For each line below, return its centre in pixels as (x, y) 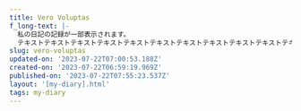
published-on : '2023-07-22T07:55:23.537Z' (90, 76)
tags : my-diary (38, 92)
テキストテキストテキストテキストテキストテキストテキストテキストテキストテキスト (150, 43)
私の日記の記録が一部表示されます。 (74, 34)
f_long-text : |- (39, 26)
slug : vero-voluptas (48, 51)
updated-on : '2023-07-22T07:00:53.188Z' (86, 59)
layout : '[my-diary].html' (60, 84)
